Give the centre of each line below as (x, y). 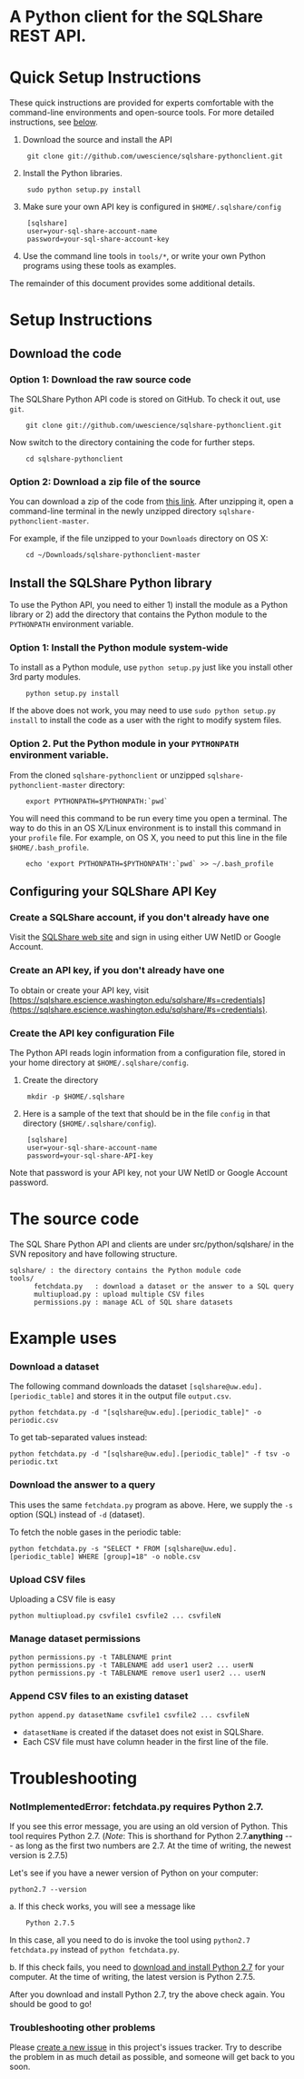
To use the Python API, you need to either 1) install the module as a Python (149, 605)
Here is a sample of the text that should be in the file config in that (146, 1113)
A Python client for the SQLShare (136, 17)
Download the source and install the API (97, 140)
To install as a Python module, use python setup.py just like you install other (151, 667)
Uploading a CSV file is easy (63, 1599)
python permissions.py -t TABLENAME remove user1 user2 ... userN (137, 1674)
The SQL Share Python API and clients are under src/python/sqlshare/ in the (152, 1244)
